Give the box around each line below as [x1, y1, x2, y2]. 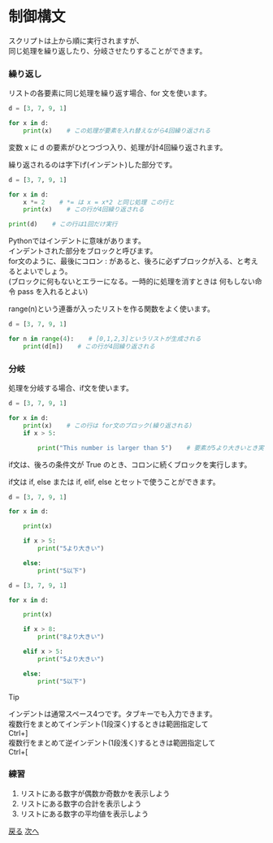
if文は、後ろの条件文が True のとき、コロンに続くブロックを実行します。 [8, 460, 252, 469]
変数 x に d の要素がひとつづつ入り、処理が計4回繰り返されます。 [8, 142, 227, 152]
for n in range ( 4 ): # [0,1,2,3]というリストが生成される [8, 335, 201, 344]
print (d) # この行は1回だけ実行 [8, 220, 118, 228]
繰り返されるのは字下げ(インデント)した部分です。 [8, 159, 177, 169]
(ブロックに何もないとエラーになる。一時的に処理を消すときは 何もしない [8, 277, 256, 287]
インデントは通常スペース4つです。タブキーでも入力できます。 [8, 708, 217, 719]
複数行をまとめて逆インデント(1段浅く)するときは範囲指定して [8, 737, 216, 747]
